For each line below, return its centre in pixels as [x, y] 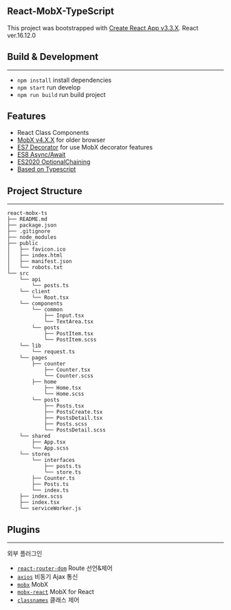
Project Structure [45, 191]
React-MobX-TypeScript [61, 11]
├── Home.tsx [62, 388]
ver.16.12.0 [22, 35]
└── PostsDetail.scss [75, 430]
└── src [18, 274]
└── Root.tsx [51, 298]
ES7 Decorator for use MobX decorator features [85, 147]
